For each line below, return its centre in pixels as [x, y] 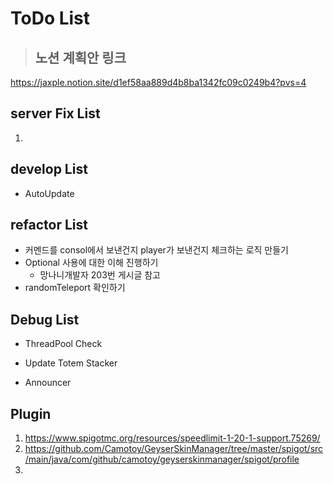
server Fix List [55, 113]
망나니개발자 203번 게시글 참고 [100, 275]
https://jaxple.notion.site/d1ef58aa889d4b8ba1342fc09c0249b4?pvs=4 [158, 82]
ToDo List [50, 18]
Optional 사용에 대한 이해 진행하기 [91, 263]
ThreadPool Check [63, 344]
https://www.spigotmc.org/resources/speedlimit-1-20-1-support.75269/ [172, 438]
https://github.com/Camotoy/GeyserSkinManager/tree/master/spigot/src [174, 449]
